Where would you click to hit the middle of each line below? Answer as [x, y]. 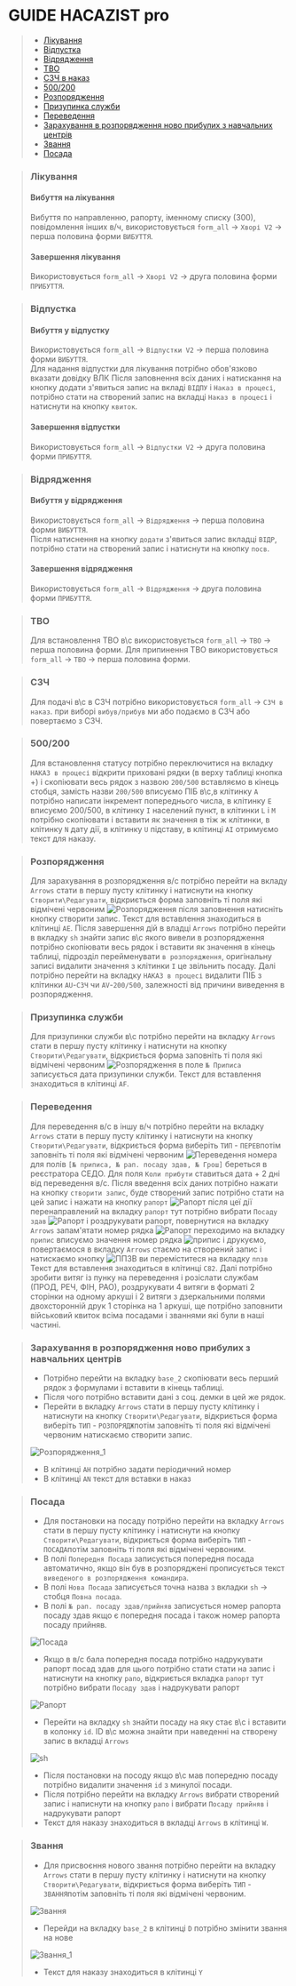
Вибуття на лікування [72, 197]
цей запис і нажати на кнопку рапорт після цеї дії [141, 1202]
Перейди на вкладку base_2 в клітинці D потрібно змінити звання [165, 1928]
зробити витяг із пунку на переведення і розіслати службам [144, 1277]
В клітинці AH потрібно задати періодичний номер [137, 1469]
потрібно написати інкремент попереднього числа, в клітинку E [151, 800]
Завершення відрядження [82, 569]
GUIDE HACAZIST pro [89, 16]
